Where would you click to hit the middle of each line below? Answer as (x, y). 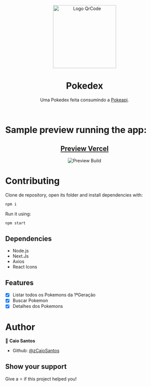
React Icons (25, 267)
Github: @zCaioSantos (36, 351)
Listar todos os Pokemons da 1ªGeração (54, 295)
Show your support (36, 367)
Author (20, 327)
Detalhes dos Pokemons (38, 306)
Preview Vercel (85, 148)
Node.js (21, 251)
